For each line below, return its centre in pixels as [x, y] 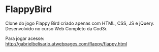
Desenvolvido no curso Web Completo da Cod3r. [56, 28]
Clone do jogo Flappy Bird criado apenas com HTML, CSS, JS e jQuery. [80, 23]
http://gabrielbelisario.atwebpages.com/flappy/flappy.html [66, 43]
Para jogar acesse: [25, 38]
